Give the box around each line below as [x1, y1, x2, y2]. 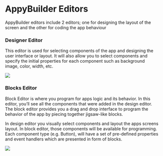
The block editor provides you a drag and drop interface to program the [5, 106, 148, 112]
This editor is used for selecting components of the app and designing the [5, 48, 154, 54]
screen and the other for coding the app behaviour [5, 24, 107, 30]
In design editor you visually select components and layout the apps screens [5, 121, 159, 126]
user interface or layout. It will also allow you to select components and [5, 53, 147, 59]
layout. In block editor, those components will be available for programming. [5, 125, 157, 132]
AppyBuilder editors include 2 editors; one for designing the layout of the [5, 19, 151, 25]
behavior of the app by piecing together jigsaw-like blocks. [5, 111, 123, 117]
